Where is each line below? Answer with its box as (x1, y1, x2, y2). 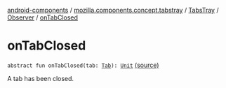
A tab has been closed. (7, 74, 74, 82)
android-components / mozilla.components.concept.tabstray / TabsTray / (7, 6, 219, 14)
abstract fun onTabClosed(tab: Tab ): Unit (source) (7, 61, 159, 69)
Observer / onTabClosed (7, 13, 79, 22)
